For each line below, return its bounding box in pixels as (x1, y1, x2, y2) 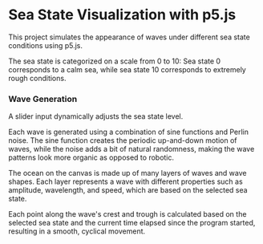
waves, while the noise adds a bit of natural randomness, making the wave (8, 144, 255, 154)
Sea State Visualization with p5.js (8, 6, 237, 24)
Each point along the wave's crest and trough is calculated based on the (8, 209, 247, 219)
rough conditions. (8, 73, 67, 83)
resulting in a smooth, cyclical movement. (8, 226, 146, 236)
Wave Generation (8, 93, 78, 104)
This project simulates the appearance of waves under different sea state (8, 32, 250, 42)
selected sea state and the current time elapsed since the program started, (8, 218, 256, 228)
